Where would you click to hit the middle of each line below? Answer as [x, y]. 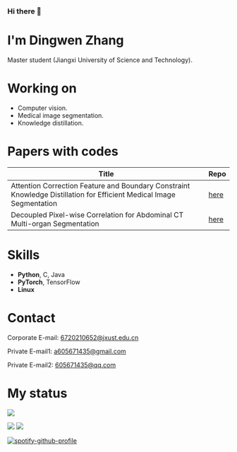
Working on [42, 88]
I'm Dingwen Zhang [66, 41]
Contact [31, 318]
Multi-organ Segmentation [55, 224]
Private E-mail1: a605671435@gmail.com [67, 351]
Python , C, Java [41, 274]
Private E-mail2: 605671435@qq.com [62, 365]
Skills [24, 255]
